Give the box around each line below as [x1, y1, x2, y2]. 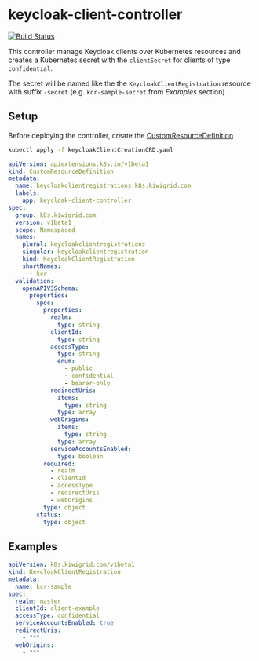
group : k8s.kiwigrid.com [15, 211, 97, 219]
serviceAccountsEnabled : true [15, 619, 114, 627]
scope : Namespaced [15, 226, 76, 233]
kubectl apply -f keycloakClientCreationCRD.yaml [8, 145, 174, 154]
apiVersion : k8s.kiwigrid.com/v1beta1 [8, 560, 135, 569]
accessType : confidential [15, 611, 100, 620]
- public [64, 365, 93, 373]
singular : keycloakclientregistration [22, 248, 149, 256]
